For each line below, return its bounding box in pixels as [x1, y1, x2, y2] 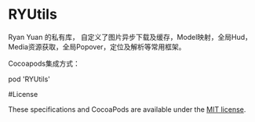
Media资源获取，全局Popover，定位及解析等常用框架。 [8, 41, 186, 52]
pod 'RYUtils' [8, 74, 51, 84]
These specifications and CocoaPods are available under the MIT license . [8, 104, 246, 114]
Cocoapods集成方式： [8, 59, 80, 68]
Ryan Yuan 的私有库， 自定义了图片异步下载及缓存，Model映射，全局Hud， [8, 32, 253, 41]
